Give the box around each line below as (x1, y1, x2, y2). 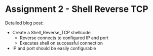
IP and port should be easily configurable (12, 45, 96, 51)
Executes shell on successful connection (19, 40, 103, 46)
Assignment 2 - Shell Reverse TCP (5, 3, 149, 15)
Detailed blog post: (5, 20, 44, 26)
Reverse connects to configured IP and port (19, 35, 109, 41)
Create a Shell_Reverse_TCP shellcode (12, 29, 91, 35)
